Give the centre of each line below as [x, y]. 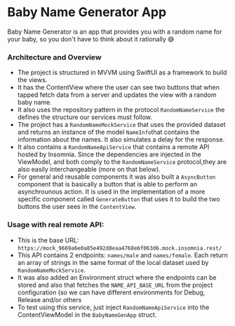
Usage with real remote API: [56, 225]
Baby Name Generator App [87, 12]
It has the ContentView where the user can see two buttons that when [118, 88]
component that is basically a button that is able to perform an [107, 184]
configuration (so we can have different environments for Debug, [111, 292]
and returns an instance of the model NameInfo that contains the [108, 132]
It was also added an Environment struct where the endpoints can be [117, 277]
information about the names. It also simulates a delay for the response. [121, 140]
